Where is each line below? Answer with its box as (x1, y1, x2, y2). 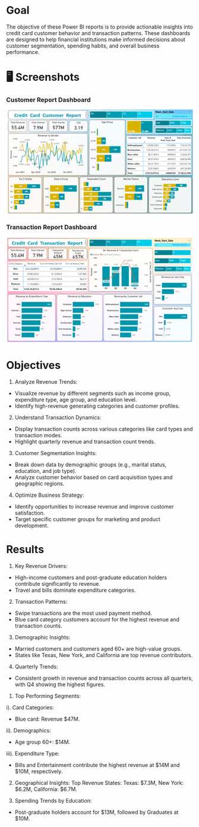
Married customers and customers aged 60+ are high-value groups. (14, 645, 182, 652)
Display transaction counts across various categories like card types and (14, 425, 193, 433)
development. (14, 522, 49, 529)
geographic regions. (14, 479, 65, 487)
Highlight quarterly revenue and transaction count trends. (14, 438, 156, 445)
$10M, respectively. (14, 768, 63, 775)
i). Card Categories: (6, 703, 55, 711)
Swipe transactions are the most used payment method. (14, 610, 153, 617)
